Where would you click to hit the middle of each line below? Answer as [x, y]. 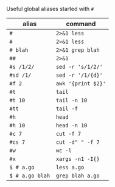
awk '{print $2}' [81, 84]
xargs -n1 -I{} [78, 159]
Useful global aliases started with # [50, 9]
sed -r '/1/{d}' [79, 75]
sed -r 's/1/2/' [79, 67]
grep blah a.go [78, 176]
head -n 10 [71, 125]
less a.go [70, 167]
